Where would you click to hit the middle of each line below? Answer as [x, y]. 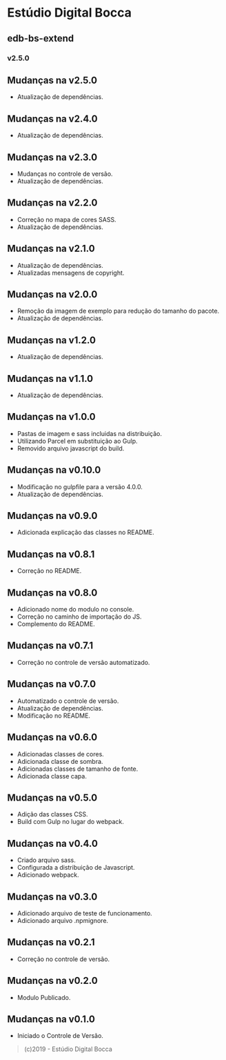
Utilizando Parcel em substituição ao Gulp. [77, 441]
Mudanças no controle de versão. [65, 174]
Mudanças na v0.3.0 [52, 896]
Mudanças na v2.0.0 [52, 294]
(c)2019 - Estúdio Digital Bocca [68, 1049]
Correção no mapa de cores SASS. [66, 219]
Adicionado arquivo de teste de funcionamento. [85, 913]
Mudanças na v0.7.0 [52, 684]
